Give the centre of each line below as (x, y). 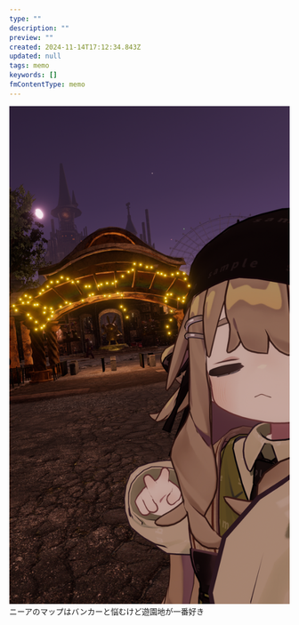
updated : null (36, 56)
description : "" (39, 28)
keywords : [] (33, 76)
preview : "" (31, 37)
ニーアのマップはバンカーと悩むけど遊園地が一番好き (107, 611)
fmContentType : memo (48, 84)
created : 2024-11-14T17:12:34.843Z (75, 47)
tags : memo (29, 66)
